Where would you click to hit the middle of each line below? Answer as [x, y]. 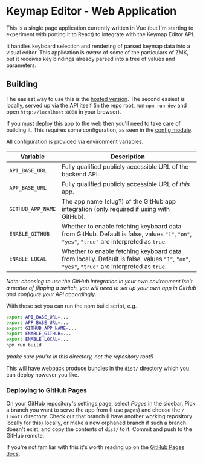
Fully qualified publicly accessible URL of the [125, 166]
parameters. [21, 65]
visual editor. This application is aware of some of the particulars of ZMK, [98, 52]
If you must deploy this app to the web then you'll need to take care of [94, 123]
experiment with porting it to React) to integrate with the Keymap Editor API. [101, 34]
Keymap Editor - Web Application [92, 11]
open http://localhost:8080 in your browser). [64, 112]
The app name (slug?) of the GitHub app [119, 201]
